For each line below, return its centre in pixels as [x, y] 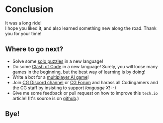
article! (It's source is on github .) [46, 98]
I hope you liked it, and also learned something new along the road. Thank [81, 28]
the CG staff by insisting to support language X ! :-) [64, 88]
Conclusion [29, 9]
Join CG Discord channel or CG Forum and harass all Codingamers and [85, 82]
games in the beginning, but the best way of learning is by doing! [79, 72]
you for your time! [23, 33]
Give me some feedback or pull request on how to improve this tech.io [85, 93]
